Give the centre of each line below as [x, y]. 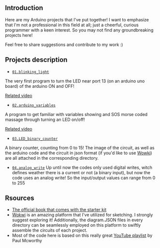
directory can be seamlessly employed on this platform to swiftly [76, 225]
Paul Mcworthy [27, 241]
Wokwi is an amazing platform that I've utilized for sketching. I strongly [82, 215]
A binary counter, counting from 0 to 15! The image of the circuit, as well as [80, 148]
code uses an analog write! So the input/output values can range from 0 [84, 178]
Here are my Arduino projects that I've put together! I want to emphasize [77, 19]
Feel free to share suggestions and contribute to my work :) [64, 44]
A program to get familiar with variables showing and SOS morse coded [76, 114]
